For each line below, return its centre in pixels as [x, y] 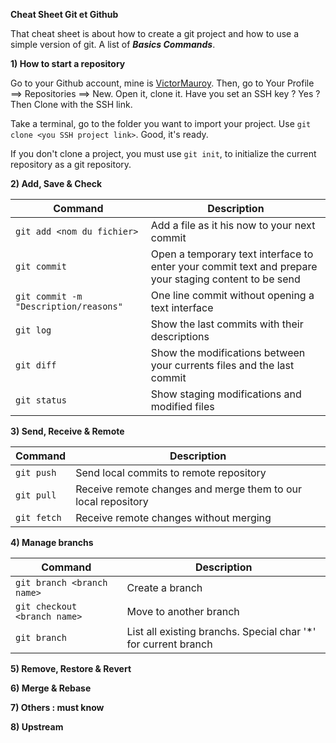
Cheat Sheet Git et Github [64, 14]
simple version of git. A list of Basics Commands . [113, 44]
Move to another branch [183, 611]
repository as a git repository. [71, 164]
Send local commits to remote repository [171, 472]
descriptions [180, 336]
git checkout [46, 606]
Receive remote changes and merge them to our [188, 489]
